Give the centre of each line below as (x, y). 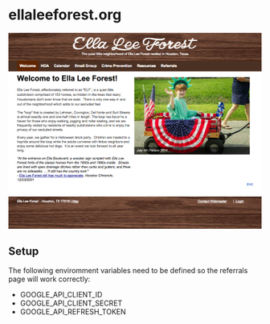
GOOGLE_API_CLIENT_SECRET (71, 303)
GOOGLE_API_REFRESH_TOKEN (73, 312)
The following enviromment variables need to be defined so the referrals (128, 271)
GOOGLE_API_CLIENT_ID (61, 295)
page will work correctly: (49, 279)
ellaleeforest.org (65, 15)
